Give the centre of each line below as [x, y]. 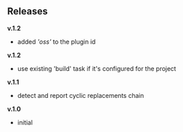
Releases [27, 11]
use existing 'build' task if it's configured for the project [96, 68]
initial [25, 122]
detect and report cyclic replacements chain [80, 95]
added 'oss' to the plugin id [56, 42]
